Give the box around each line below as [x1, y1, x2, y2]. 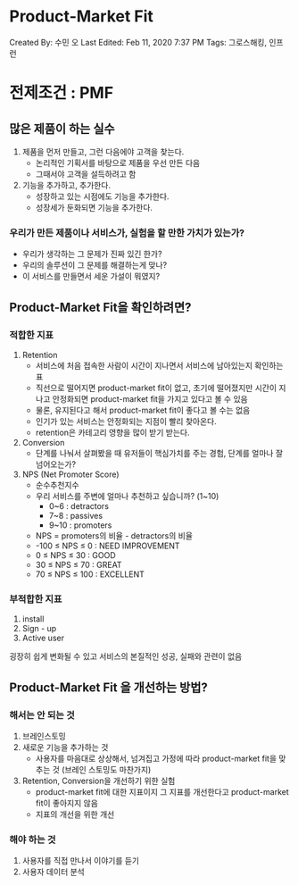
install [21, 614, 45, 624]
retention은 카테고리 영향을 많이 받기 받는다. [35, 427, 190, 438]
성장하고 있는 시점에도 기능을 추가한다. [35, 190, 170, 202]
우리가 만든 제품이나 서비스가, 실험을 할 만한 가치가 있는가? [9, 226, 245, 238]
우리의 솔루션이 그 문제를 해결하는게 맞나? [21, 260, 168, 271]
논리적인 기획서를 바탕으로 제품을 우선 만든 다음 [35, 157, 201, 168]
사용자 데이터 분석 [21, 866, 85, 877]
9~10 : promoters [48, 520, 112, 530]
